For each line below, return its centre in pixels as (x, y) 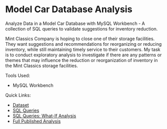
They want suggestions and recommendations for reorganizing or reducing (83, 44)
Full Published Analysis (36, 121)
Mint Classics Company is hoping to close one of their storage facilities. (80, 39)
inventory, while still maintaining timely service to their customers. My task (83, 49)
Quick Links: (18, 95)
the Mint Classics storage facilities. (42, 66)
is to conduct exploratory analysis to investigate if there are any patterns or (83, 55)
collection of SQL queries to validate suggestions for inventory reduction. (81, 28)
